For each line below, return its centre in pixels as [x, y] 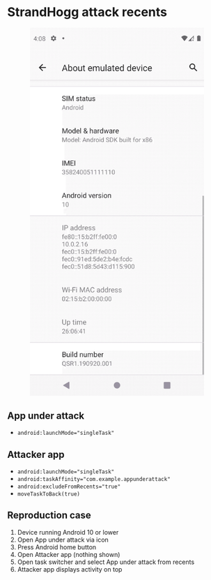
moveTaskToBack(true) [48, 494]
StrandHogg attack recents [87, 12]
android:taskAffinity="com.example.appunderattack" [94, 479]
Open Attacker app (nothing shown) [69, 554]
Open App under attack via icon [63, 540]
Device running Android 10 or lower [68, 532]
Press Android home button [57, 547]
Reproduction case [49, 515]
